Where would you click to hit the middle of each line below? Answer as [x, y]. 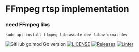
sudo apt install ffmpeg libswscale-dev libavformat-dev [66, 35]
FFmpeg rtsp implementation [67, 9]
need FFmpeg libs [28, 25]
